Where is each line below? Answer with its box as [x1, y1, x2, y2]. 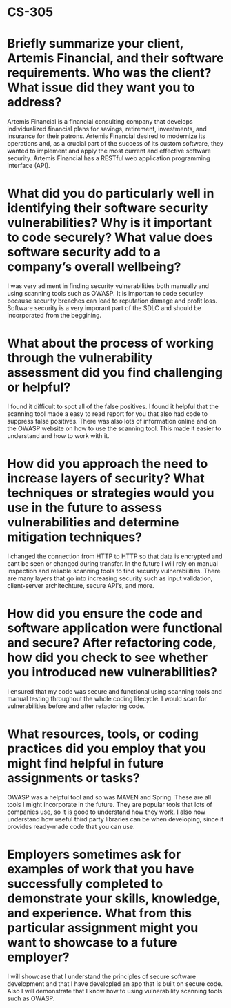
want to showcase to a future [7, 935, 177, 950]
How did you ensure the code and [7, 606, 203, 622]
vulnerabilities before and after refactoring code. [7, 702, 145, 710]
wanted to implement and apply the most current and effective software [7, 146, 212, 155]
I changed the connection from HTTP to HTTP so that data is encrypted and [7, 552, 223, 560]
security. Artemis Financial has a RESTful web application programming [7, 154, 210, 162]
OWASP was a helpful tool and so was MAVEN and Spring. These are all [7, 792, 212, 801]
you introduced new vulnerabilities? [7, 665, 217, 681]
